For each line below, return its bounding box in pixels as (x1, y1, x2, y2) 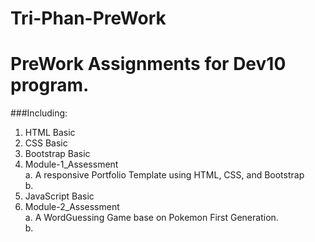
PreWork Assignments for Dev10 (10, 53, 287, 76)
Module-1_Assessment (24, 158, 119, 171)
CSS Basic (24, 137, 68, 149)
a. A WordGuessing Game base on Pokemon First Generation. (24, 212, 279, 224)
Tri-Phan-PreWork (10, 7, 167, 30)
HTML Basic (24, 127, 76, 139)
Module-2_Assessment (24, 201, 120, 213)
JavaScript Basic (24, 190, 95, 202)
